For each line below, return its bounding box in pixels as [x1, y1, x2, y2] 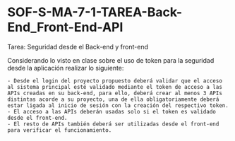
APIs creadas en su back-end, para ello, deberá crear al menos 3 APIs [7, 90, 222, 97]
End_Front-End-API [7, 19, 123, 35]
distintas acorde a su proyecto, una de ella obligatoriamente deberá [7, 96, 219, 103]
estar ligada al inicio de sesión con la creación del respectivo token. [7, 102, 229, 109]
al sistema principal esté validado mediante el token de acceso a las [7, 83, 222, 90]
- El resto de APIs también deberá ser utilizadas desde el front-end [7, 121, 219, 128]
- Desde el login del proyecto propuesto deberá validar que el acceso [7, 77, 222, 85]
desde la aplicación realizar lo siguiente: [7, 63, 124, 72]
